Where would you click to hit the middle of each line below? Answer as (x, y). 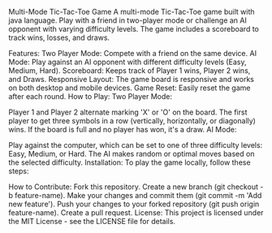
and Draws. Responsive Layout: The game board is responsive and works (131, 79)
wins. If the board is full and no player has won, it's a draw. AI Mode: (123, 129)
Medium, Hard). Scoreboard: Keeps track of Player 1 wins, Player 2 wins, (130, 71)
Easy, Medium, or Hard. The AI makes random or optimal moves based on (132, 154)
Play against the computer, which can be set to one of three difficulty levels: (136, 145)
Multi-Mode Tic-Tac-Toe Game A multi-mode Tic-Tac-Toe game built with (132, 12)
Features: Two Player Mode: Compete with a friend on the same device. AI (133, 53)
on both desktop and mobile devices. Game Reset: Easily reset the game (130, 88)
